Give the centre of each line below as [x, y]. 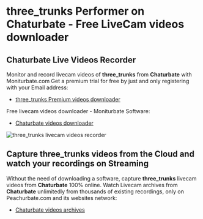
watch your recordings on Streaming [77, 164]
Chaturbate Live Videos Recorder [71, 60]
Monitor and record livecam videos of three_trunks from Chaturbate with [99, 74]
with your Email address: [37, 87]
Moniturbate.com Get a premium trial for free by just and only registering [98, 81]
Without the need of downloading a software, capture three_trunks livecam [102, 178]
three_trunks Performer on [76, 11]
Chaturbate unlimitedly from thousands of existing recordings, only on [95, 191]
